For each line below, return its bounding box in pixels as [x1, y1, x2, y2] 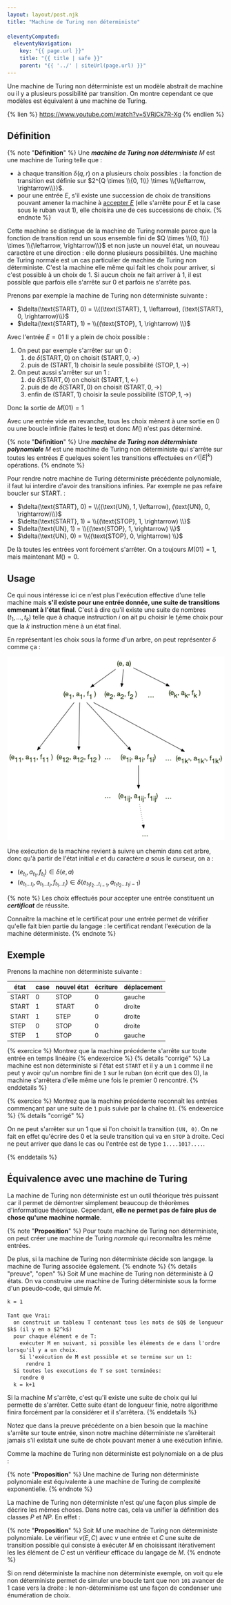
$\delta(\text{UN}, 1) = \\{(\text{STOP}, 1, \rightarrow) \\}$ [17, 525, 181, 533]
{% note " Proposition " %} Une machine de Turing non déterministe [7, 1470, 199, 1478]
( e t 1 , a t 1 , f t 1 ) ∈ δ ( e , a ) [17, 867, 74, 878]
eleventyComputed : [7, 33, 60, 40]
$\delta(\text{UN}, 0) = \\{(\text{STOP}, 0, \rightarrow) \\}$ [17, 532, 183, 540]
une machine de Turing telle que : [7, 155, 102, 164]
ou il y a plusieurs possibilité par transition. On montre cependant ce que [7, 89, 214, 97]
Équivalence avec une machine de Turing [7, 1173, 188, 1184]
